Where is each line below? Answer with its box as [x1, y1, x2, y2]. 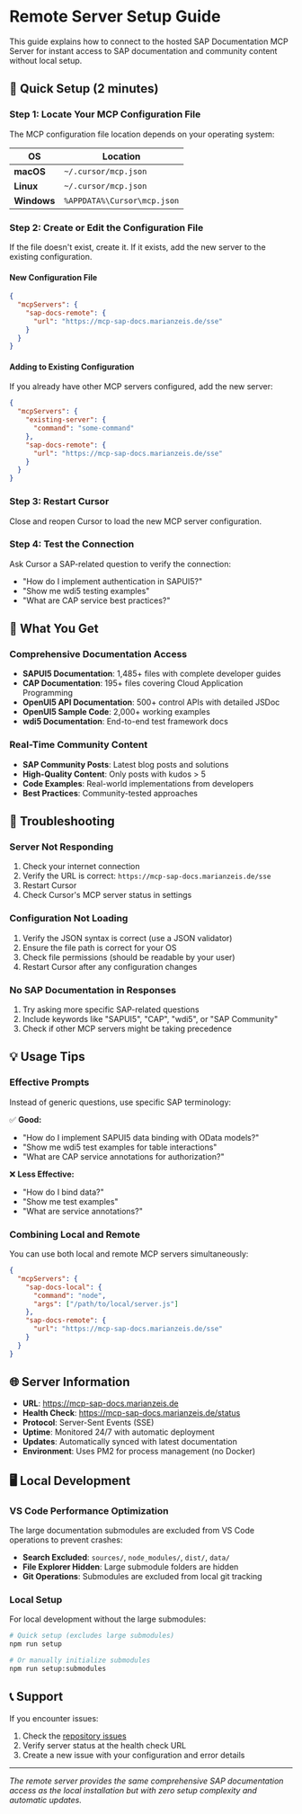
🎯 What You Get [9, 621, 99, 636]
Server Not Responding [9, 840, 114, 853]
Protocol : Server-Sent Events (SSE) [22, 1418, 155, 1428]
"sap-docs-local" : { [25, 1283, 102, 1292]
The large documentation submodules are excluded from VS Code [9, 1525, 254, 1536]
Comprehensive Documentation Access [9, 648, 187, 661]
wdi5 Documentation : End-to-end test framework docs [22, 716, 229, 727]
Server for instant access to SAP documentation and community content [9, 45, 278, 56]
